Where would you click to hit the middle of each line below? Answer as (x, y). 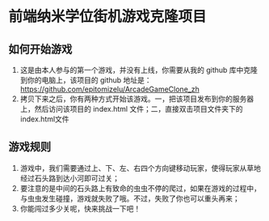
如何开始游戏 (40, 49)
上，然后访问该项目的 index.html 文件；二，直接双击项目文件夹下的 (131, 109)
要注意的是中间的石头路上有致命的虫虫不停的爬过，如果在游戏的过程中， (140, 188)
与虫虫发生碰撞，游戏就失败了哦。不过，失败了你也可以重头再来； (130, 198)
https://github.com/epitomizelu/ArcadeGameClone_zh (109, 89)
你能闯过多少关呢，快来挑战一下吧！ (80, 208)
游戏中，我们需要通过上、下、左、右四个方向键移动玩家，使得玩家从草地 (140, 168)
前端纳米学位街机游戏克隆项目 (108, 17)
